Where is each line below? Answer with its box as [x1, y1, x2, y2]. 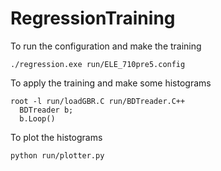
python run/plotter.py [10, 150, 105, 161]
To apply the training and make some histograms [10, 77, 212, 89]
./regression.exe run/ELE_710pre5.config [10, 59, 186, 69]
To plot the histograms [10, 131, 103, 143]
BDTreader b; [19, 105, 74, 115]
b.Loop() [19, 113, 56, 124]
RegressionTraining [10, 7, 176, 30]
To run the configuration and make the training [10, 40, 202, 52]
